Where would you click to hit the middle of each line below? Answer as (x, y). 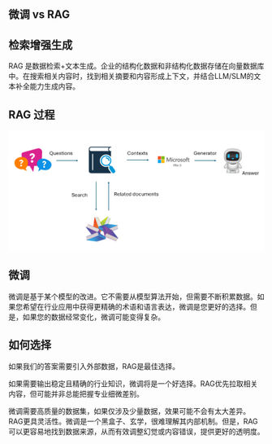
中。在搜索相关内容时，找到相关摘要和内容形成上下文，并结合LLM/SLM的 (131, 77)
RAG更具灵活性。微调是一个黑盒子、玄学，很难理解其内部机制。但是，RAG (133, 421)
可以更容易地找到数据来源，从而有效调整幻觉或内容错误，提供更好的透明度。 (136, 431)
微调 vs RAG (39, 15)
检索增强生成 (41, 44)
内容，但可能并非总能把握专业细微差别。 (76, 393)
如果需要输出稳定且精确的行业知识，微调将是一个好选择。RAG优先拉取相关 (133, 383)
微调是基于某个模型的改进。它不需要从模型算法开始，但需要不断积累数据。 (133, 297)
